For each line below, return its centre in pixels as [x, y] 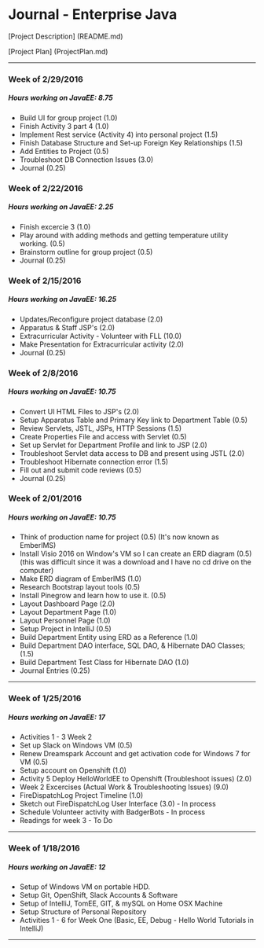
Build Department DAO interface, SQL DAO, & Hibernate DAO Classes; [132, 645]
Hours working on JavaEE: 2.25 [61, 207]
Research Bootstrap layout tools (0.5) [80, 587]
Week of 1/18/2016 [44, 848]
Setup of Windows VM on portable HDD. [85, 887]
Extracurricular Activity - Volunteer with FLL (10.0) [101, 336]
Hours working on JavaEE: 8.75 [61, 98]
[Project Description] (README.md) [66, 36]
